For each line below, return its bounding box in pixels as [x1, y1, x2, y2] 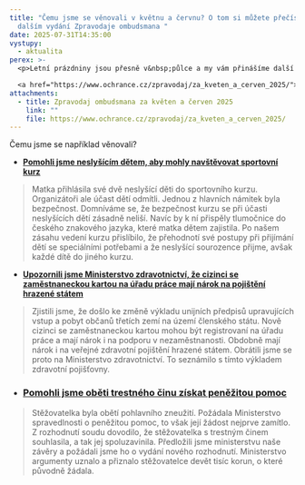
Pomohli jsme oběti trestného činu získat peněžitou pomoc [22, 387, 288, 400]
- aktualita [17, 47, 64, 56]
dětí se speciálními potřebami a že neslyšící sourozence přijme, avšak [31, 242, 293, 252]
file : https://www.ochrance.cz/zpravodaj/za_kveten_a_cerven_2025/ [25, 114, 286, 124]
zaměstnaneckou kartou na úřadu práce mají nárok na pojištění [22, 279, 266, 290]
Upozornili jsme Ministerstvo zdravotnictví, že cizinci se [22, 269, 239, 280]
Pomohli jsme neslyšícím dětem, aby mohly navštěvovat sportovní [22, 156, 279, 168]
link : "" [25, 105, 59, 114]
